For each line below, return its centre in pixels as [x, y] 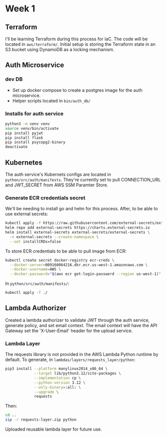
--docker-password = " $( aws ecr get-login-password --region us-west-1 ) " [85, 274]
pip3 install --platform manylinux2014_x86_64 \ [56, 369]
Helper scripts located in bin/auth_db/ [51, 100]
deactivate [16, 147]
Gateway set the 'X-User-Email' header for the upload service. [69, 331]
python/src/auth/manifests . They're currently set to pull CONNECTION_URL [83, 180]
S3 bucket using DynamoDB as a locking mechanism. [60, 49]
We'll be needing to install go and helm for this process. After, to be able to [82, 209]
